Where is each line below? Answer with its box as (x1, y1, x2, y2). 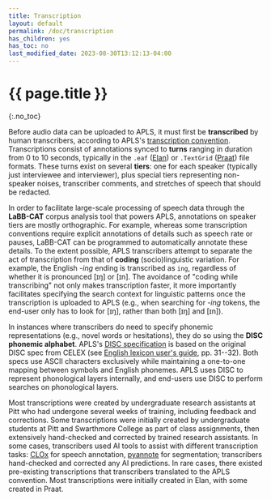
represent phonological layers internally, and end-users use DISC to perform (8, 374, 263, 383)
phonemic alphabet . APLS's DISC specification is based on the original (8, 339, 247, 348)
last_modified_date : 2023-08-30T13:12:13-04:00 (8, 49, 172, 58)
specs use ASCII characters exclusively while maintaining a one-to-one (8, 356, 246, 365)
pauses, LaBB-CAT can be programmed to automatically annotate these (8, 237, 248, 247)
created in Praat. (8, 484, 64, 494)
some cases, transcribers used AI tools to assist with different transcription (8, 441, 259, 451)
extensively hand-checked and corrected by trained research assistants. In (8, 432, 259, 442)
